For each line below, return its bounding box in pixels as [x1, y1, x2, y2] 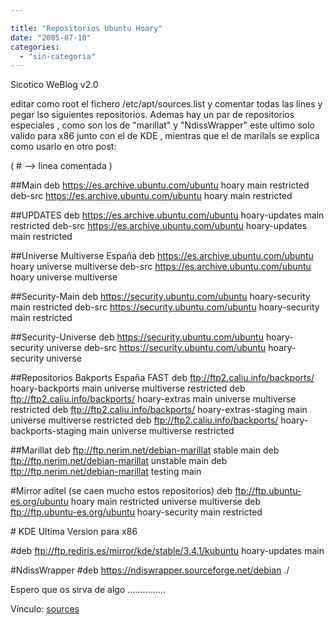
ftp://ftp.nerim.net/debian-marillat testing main [10, 466, 202, 478]
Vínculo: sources [10, 603, 80, 615]
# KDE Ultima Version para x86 [10, 526, 138, 538]
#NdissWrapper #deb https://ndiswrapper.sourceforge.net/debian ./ [10, 564, 290, 576]
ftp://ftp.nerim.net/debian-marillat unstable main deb [10, 455, 228, 467]
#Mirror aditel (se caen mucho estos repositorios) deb [10, 485, 233, 497]
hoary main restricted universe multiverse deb [70, 496, 262, 508]
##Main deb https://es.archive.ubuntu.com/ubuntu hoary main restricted [10, 179, 310, 191]
